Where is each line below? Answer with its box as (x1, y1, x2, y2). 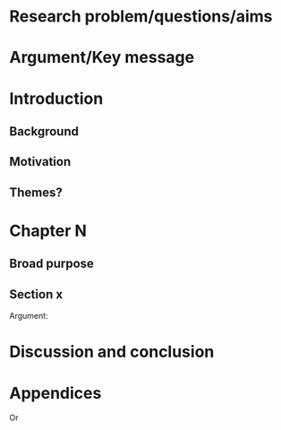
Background (9, 124, 79, 139)
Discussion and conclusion (9, 342, 215, 362)
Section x (9, 287, 64, 302)
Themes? (9, 185, 63, 200)
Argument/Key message (9, 47, 195, 68)
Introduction (9, 88, 104, 108)
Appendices (9, 383, 102, 403)
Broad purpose (9, 256, 94, 271)
